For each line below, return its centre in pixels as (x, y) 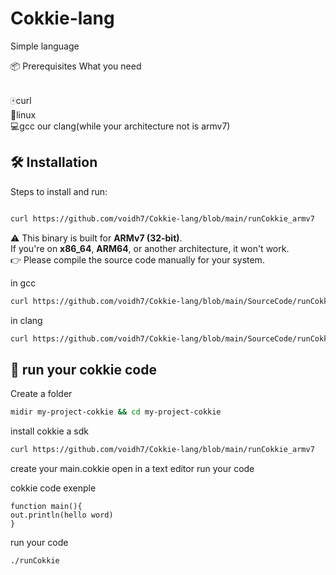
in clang (26, 320)
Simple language (45, 46)
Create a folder (41, 394)
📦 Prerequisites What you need (76, 66)
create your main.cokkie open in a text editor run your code (132, 468)
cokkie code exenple (53, 488)
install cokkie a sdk (49, 431)
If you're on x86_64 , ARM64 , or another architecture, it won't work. (150, 248)
